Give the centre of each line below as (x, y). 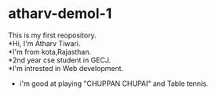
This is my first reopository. (52, 35)
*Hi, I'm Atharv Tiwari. (44, 43)
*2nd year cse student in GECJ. (60, 60)
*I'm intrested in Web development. (66, 68)
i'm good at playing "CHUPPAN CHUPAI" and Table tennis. (114, 84)
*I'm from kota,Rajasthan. (50, 52)
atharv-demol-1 (60, 14)
